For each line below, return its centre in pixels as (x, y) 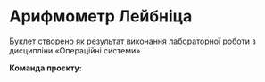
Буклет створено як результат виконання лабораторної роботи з (133, 41)
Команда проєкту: (46, 68)
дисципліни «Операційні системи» (75, 50)
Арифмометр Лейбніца (101, 16)
